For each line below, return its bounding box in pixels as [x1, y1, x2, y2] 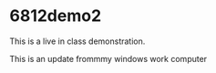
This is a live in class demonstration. [9, 36, 146, 47]
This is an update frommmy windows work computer [9, 53, 208, 64]
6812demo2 [9, 5, 102, 26]
